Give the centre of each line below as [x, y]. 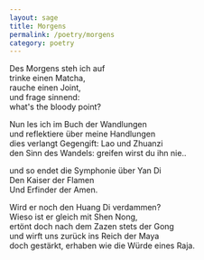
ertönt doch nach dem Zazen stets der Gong [92, 227]
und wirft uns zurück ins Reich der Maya [84, 237]
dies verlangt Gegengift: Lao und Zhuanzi [86, 144]
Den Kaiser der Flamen [52, 181]
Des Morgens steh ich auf [57, 69]
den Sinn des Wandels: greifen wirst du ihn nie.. [98, 153]
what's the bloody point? [56, 107]
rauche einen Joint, [45, 88]
